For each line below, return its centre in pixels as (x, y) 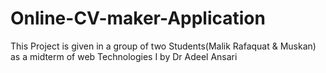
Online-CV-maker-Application (138, 18)
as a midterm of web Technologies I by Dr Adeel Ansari (124, 56)
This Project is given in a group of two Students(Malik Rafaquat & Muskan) (163, 46)
